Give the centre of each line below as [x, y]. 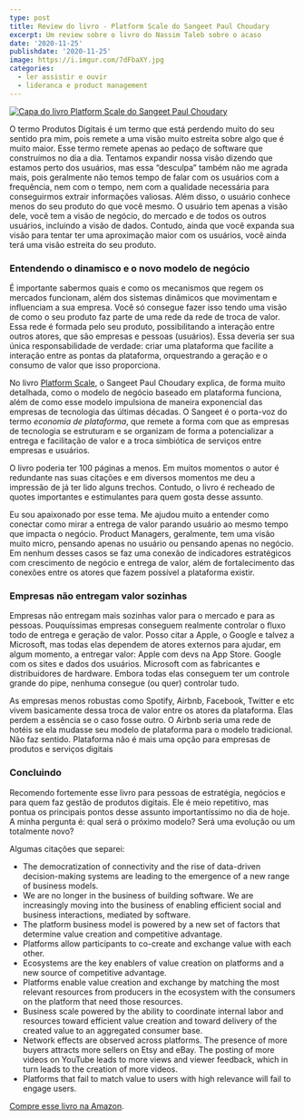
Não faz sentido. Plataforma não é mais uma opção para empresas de [140, 739]
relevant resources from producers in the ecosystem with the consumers [159, 992]
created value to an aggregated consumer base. [113, 1030]
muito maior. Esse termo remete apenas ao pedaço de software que [136, 148]
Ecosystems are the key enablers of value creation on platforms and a [153, 963]
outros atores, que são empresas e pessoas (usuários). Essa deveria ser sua [152, 336]
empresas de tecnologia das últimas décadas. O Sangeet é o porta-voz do [148, 411]
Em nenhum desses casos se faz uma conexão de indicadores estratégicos [151, 553]
